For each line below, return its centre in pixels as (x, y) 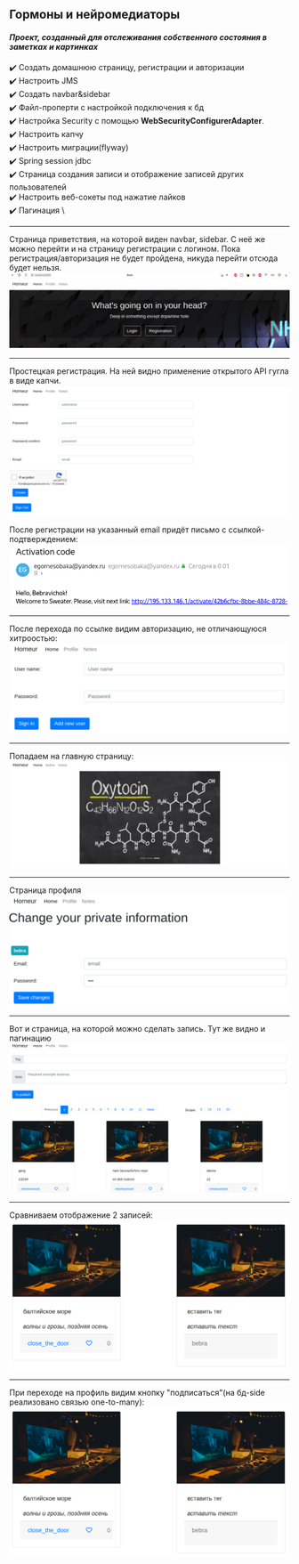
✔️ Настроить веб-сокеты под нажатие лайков (97, 197)
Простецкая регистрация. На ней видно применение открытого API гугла (149, 371)
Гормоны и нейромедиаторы (95, 15)
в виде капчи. (35, 380)
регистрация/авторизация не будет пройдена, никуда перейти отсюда (144, 258)
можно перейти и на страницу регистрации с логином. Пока (125, 248)
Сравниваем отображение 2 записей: (81, 1215)
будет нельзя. (36, 267)
